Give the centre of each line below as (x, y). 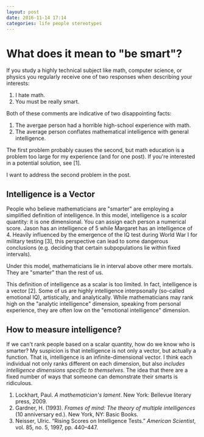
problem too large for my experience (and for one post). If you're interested (101, 157)
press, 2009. (31, 401)
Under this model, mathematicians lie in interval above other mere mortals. (100, 266)
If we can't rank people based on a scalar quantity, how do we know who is (101, 344)
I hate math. (30, 95)
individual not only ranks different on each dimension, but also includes (96, 363)
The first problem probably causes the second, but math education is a (95, 150)
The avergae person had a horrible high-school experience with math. (103, 125)
